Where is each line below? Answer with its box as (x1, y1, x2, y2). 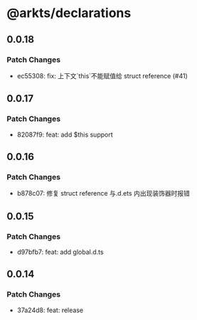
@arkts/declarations (6, 5, 132, 21)
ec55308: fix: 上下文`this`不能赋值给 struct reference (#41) (16, 71, 188, 80)
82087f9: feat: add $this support (16, 130, 113, 139)
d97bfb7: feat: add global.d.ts (16, 247, 104, 256)
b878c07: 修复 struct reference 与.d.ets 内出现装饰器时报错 (16, 189, 190, 198)
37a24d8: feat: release (16, 306, 83, 314)
